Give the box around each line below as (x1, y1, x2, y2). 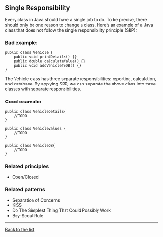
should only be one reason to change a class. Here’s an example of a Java (5, 22, 154, 28)
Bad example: (5, 39, 38, 46)
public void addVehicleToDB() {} (14, 63, 81, 68)
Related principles (5, 163, 49, 169)
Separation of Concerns (12, 197, 60, 203)
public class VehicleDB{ (5, 143, 55, 148)
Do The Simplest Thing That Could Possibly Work (12, 207, 111, 213)
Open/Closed (12, 174, 39, 180)
